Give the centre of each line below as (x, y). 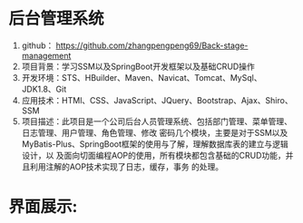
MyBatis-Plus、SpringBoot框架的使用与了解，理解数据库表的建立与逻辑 (155, 144)
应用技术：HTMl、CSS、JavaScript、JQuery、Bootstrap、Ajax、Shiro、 (157, 100)
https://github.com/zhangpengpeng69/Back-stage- (152, 45)
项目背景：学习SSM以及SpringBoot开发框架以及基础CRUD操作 (138, 66)
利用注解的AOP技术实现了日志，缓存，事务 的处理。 (127, 166)
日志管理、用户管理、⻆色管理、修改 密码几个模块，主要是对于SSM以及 (155, 132)
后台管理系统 (57, 19)
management (46, 55)
